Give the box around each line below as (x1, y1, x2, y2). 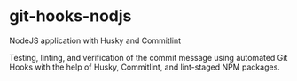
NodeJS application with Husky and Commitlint (9, 35, 182, 46)
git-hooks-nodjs (9, 6, 132, 26)
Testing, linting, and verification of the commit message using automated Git (9, 52, 288, 63)
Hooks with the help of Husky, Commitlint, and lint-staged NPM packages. (9, 62, 281, 72)
